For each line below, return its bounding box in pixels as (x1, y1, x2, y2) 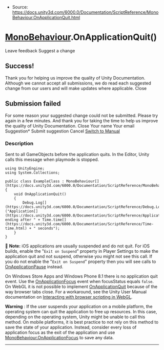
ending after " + (5, 217, 41, 222)
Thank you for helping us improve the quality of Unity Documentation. (5, 75, 145, 81)
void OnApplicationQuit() (14, 192, 67, 197)
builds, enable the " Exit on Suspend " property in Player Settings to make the (5, 248, 159, 254)
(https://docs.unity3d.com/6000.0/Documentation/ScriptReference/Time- (5, 221, 154, 226)
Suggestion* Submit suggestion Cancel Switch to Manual (5, 128, 120, 134)
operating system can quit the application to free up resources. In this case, (5, 308, 157, 314)
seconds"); (38, 226, 60, 231)
